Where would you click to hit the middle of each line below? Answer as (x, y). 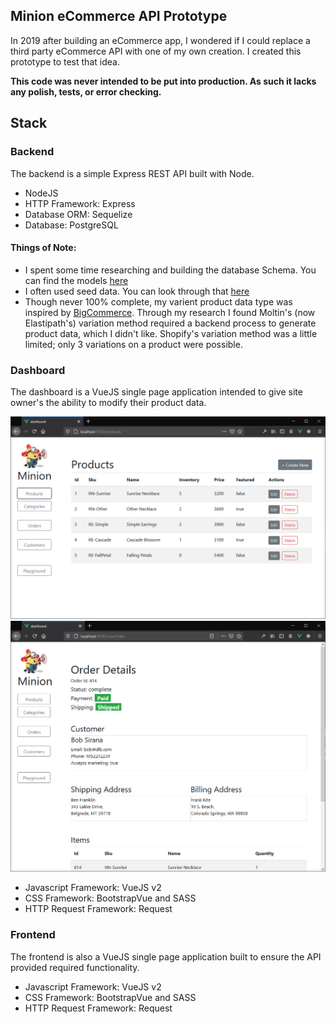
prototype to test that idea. (65, 61)
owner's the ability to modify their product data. (108, 402)
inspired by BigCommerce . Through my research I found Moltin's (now (170, 312)
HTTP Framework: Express (80, 203)
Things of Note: (43, 248)
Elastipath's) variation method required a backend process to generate (170, 323)
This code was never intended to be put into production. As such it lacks (163, 81)
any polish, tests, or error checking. (86, 91)
